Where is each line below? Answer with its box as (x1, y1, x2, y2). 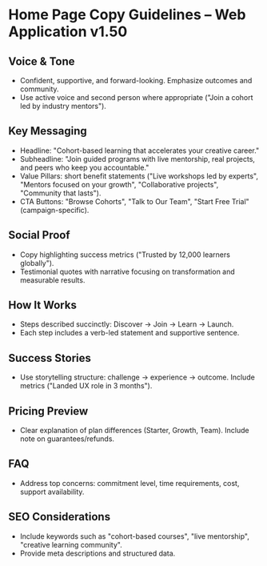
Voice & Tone (8, 54, 75, 68)
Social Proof (8, 228, 70, 242)
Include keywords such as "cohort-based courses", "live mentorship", (19, 531, 250, 541)
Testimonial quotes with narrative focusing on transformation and (19, 267, 236, 276)
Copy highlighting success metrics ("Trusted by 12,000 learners (19, 250, 230, 259)
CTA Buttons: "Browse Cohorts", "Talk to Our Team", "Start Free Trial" (19, 196, 249, 206)
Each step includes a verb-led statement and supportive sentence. (19, 328, 240, 338)
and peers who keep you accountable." (19, 163, 149, 172)
